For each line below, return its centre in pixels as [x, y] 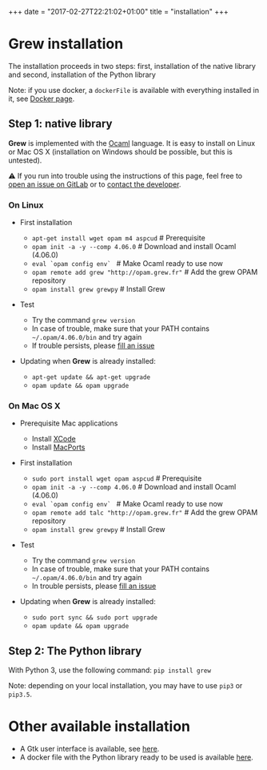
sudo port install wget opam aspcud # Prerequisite [117, 478]
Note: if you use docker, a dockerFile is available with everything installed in [134, 90]
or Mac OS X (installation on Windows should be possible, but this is [121, 151]
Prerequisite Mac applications [69, 423]
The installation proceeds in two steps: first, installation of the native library [132, 66]
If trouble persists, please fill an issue [93, 346]
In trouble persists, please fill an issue [94, 586]
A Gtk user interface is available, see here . [90, 749]
